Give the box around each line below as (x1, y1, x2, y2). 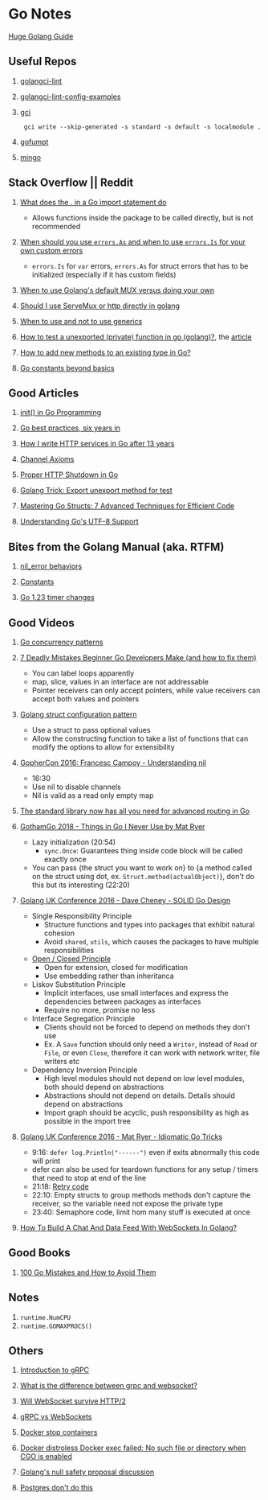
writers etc (43, 1057, 80, 1066)
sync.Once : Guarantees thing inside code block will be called (43, 846, 243, 855)
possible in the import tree (43, 1116, 131, 1126)
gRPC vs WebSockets (19, 1412, 92, 1422)
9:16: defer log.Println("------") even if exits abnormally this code (31, 1148, 260, 1157)
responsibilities (43, 946, 95, 955)
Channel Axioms (19, 454, 75, 464)
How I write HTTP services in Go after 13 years (19, 439, 175, 449)
